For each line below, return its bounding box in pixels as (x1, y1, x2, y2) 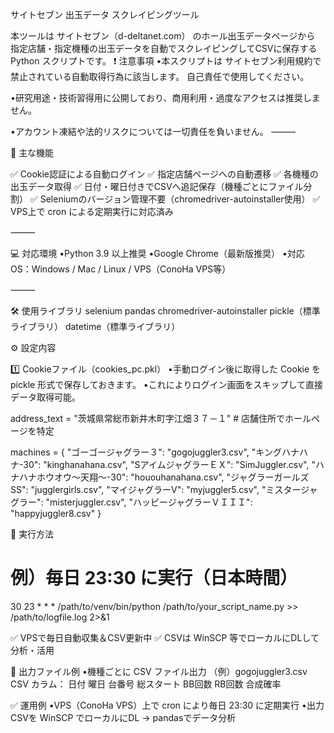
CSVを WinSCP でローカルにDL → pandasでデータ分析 (10, 711, 237, 723)
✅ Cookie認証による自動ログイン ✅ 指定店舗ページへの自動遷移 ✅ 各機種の (10, 168, 319, 180)
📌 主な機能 (10, 147, 55, 158)
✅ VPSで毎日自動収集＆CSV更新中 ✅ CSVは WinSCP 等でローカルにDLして (10, 631, 320, 643)
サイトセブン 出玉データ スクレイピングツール (10, 9, 200, 20)
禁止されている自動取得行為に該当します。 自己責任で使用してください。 (10, 71, 310, 82)
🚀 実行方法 (10, 528, 55, 540)
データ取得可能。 (10, 391, 81, 403)
